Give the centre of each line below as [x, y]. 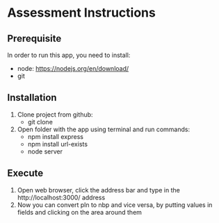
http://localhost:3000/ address [61, 197]
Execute [25, 173]
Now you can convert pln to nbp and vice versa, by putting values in [115, 205]
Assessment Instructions [82, 13]
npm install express [55, 136]
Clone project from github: [55, 114]
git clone [40, 122]
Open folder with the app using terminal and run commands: [104, 129]
